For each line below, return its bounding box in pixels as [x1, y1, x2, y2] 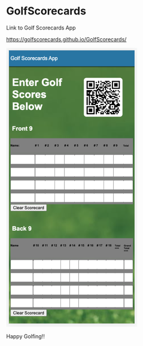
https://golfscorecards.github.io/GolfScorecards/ [6, 35, 127, 43]
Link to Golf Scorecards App [6, 24, 76, 31]
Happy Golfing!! [6, 333, 45, 340]
